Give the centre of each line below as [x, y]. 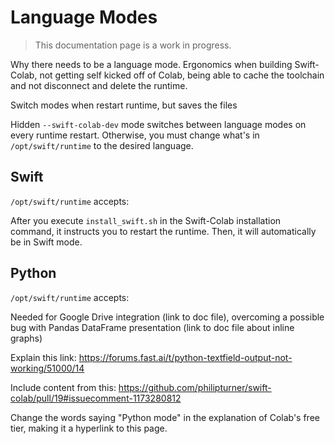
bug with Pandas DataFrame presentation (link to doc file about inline [152, 327]
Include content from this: [63, 387]
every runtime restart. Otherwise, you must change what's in [135, 135]
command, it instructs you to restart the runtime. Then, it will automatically [163, 231]
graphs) [26, 338]
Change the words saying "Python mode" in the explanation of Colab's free [165, 417]
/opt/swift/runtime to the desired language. [102, 145]
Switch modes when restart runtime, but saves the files [124, 105]
